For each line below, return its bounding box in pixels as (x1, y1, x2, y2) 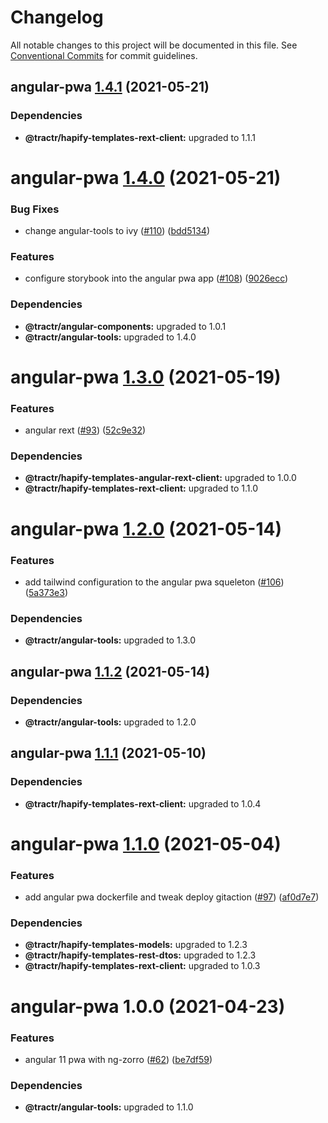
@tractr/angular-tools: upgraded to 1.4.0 (24, 331, 197, 343)
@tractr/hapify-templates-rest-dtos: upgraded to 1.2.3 (24, 949, 257, 961)
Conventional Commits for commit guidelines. (10, 49, 198, 61)
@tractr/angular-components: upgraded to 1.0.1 (24, 320, 227, 332)
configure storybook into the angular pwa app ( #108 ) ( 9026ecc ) (24, 272, 289, 285)
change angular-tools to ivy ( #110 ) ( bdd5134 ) (24, 225, 210, 237)
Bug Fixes (10, 202, 60, 216)
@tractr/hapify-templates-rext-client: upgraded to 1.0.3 (24, 960, 261, 972)
